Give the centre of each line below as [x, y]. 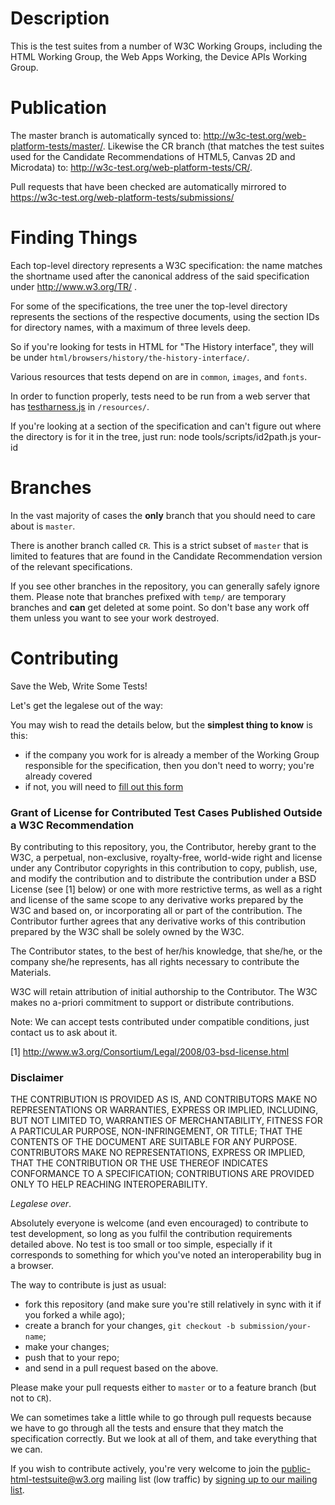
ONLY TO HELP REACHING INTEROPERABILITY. [109, 1184]
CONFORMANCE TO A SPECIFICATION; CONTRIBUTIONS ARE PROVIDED [162, 1174]
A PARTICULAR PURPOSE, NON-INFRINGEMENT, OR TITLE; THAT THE [156, 1131]
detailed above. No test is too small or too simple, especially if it [141, 1244]
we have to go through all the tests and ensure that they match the [147, 1428]
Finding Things [74, 238]
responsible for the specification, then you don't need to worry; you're [169, 765]
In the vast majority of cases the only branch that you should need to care [163, 515]
